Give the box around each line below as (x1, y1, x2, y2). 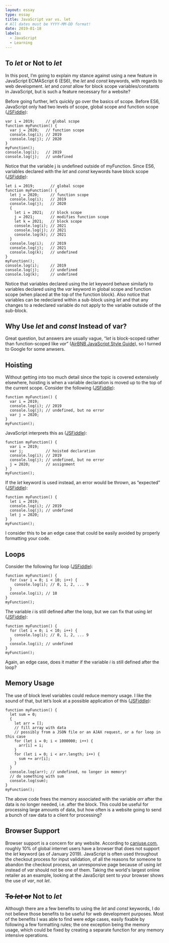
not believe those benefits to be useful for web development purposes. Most (5, 911, 164, 917)
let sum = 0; (10, 712, 37, 717)
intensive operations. (5, 932, 49, 938)
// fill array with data (14, 725, 66, 730)
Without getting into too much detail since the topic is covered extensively (5, 374, 159, 380)
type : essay (5, 12, 30, 17)
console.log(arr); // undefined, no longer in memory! (10, 769, 127, 774)
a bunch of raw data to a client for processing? (5, 812, 102, 818)
